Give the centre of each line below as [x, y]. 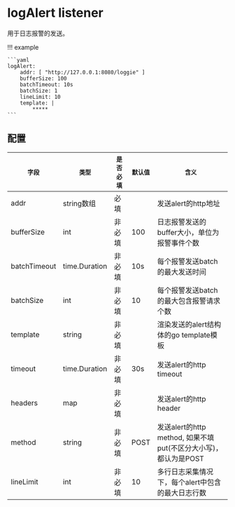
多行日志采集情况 [185, 471]
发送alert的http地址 [188, 203]
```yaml [19, 60]
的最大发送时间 [181, 271]
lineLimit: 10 [40, 97]
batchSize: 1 [39, 90]
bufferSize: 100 [44, 79]
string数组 [79, 203]
